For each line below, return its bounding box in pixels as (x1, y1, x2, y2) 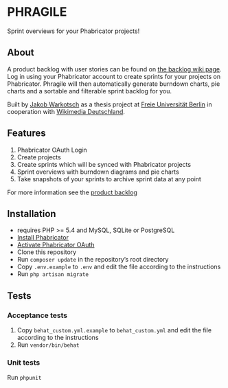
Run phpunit (7, 374, 42, 382)
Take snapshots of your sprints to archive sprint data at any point (16, 174, 201, 183)
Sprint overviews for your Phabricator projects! (7, 27, 140, 35)
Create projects (16, 152, 62, 161)
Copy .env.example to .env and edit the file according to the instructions (16, 262, 221, 271)
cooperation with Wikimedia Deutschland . (7, 107, 126, 115)
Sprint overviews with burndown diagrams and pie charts (16, 168, 180, 176)
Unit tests (7, 358, 41, 367)
